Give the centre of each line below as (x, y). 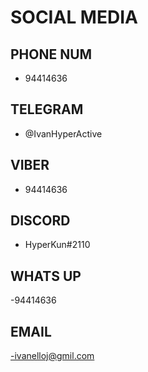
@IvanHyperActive (63, 133)
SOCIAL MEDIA (74, 17)
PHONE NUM (51, 54)
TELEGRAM (47, 109)
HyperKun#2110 (57, 245)
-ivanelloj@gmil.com (52, 356)
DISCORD (40, 221)
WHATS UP (46, 276)
